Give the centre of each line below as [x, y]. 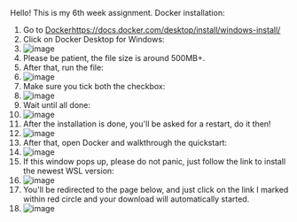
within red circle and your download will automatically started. [136, 199]
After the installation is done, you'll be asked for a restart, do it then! [147, 124]
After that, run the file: [63, 67]
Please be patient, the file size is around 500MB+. [114, 58]
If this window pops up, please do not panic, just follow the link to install [154, 161]
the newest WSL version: [68, 171]
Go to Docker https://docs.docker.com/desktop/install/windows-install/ [152, 30]
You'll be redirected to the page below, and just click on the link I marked [156, 190]
